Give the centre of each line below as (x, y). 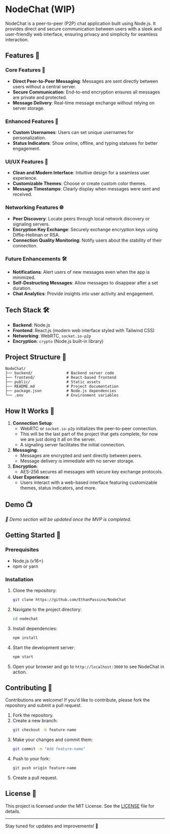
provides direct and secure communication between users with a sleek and (83, 28)
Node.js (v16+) (28, 561)
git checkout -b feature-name (45, 730)
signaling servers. (31, 224)
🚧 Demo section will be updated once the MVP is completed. (68, 520)
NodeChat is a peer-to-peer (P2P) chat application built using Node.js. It (80, 23)
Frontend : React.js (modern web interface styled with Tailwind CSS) (83, 330)
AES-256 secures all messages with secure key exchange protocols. (92, 472)
